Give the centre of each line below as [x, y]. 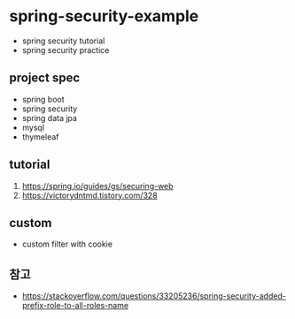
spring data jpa [50, 118]
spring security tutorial [63, 41]
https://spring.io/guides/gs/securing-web [98, 186]
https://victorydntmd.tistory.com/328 [89, 195]
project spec [45, 78]
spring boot [43, 99]
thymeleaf [40, 137]
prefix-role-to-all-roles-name [75, 306]
